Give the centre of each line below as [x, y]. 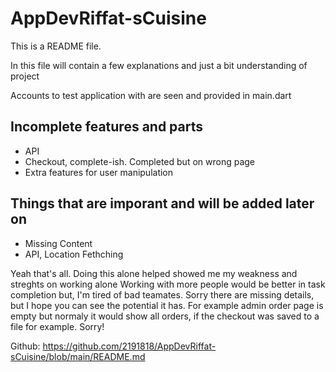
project [25, 76]
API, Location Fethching [74, 254]
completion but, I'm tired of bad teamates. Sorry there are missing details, [162, 294]
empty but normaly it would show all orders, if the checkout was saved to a [165, 316]
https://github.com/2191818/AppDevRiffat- [129, 346]
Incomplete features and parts [107, 127]
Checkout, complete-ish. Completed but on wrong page [140, 161]
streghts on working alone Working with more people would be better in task [168, 284]
